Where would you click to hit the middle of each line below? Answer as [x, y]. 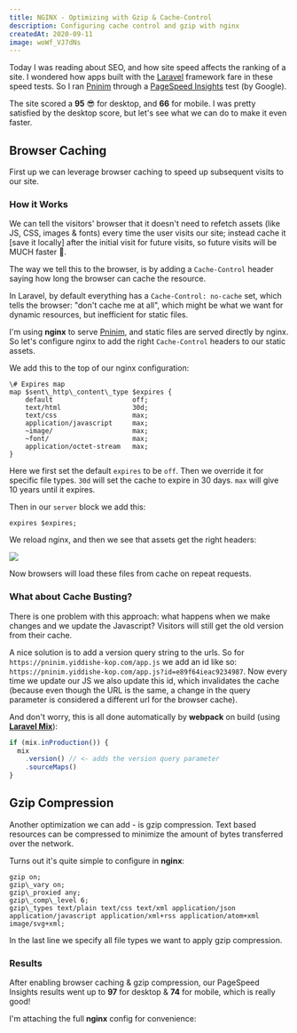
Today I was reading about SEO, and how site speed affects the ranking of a [148, 68]
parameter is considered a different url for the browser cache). [123, 700]
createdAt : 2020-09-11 [51, 34]
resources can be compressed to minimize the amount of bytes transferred [146, 834]
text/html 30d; [87, 408]
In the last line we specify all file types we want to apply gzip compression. [146, 940]
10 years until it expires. [52, 490]
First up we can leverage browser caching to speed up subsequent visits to [147, 172]
